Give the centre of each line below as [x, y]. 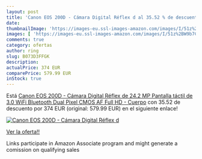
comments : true [25, 40]
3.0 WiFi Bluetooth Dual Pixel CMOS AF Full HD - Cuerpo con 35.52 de [93, 102]
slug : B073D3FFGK [28, 56]
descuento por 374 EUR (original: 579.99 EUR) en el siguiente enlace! [92, 109]
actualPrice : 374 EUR [33, 67]
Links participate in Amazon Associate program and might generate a [92, 143]
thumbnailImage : [26, 28]
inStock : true [24, 79]
